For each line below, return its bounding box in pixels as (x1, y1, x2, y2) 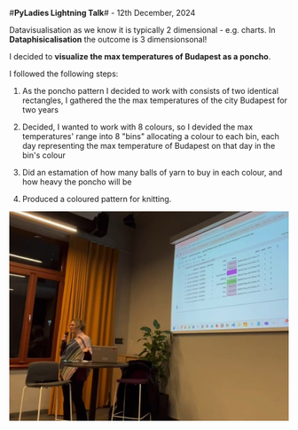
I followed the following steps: (9, 68, 119, 79)
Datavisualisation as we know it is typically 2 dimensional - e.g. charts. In (9, 25, 276, 35)
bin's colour (21, 150, 67, 160)
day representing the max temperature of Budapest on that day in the (21, 141, 276, 151)
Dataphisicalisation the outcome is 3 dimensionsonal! (9, 35, 208, 44)
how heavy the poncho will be (21, 176, 132, 187)
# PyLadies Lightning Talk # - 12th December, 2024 (9, 8, 196, 18)
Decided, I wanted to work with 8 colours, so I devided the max (21, 121, 254, 132)
